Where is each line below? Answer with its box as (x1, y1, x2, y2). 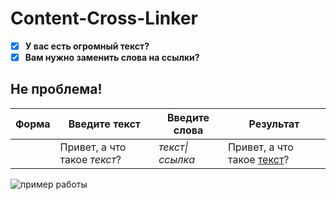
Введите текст (68, 117, 142, 131)
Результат (248, 117, 300, 131)
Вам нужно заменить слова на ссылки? (24, 52, 200, 63)
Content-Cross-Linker (10, 7, 198, 30)
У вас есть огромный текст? (24, 40, 150, 52)
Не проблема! (10, 81, 103, 98)
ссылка (158, 152, 195, 166)
